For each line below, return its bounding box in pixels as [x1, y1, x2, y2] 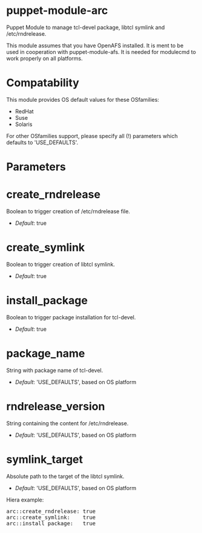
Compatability [6, 76, 80, 90]
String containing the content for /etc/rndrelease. [6, 419, 129, 427]
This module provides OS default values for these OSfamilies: [6, 96, 159, 103]
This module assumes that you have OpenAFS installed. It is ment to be [6, 42, 184, 49]
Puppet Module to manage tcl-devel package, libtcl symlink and [6, 24, 165, 31]
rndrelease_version [6, 400, 105, 413]
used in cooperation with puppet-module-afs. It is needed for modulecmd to [6, 48, 197, 55]
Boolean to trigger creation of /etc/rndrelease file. [6, 208, 131, 215]
